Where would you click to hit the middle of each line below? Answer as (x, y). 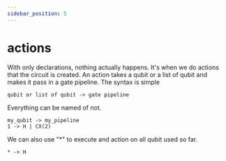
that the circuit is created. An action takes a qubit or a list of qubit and (107, 74)
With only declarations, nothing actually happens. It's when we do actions (113, 67)
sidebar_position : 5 (37, 14)
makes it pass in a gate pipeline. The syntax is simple (84, 82)
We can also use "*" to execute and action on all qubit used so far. (102, 139)
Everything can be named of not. (54, 108)
